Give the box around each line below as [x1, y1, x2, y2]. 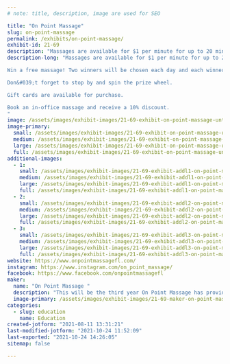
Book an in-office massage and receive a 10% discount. [7, 104, 170, 111]
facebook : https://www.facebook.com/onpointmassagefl [7, 270, 164, 277]
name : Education [19, 315, 66, 321]
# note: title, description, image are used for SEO [7, 10, 161, 17]
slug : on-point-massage [7, 29, 75, 36]
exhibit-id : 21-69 [7, 42, 60, 49]
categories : [7, 302, 41, 309]
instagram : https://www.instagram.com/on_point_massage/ [7, 264, 173, 271]
